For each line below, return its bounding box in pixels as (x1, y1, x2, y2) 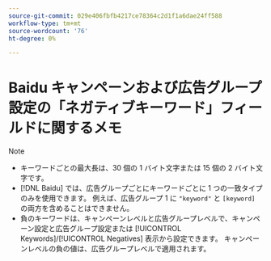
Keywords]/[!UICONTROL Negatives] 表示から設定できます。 (19, 234, 222, 243)
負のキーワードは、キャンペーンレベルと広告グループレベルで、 (19, 213, 232, 223)
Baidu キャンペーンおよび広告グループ (8, 78, 263, 97)
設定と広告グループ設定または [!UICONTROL (34, 224, 182, 234)
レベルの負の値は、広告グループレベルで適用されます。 (27, 244, 211, 254)
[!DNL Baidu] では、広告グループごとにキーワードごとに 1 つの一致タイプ (19, 183, 263, 193)
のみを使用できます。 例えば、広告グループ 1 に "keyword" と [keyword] (19, 193, 256, 203)
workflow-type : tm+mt (8, 19, 82, 27)
